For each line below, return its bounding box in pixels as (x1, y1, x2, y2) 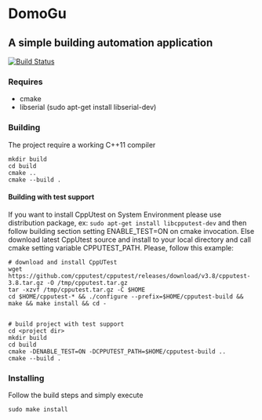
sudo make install (8, 406, 68, 414)
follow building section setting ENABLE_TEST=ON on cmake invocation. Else (8, 226, 255, 236)
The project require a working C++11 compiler (8, 140, 156, 149)
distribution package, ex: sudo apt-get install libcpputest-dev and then (8, 217, 247, 228)
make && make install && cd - (8, 299, 107, 307)
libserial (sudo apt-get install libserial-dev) (19, 103, 157, 112)
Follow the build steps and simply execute (8, 390, 144, 400)
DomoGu (8, 5, 67, 23)
